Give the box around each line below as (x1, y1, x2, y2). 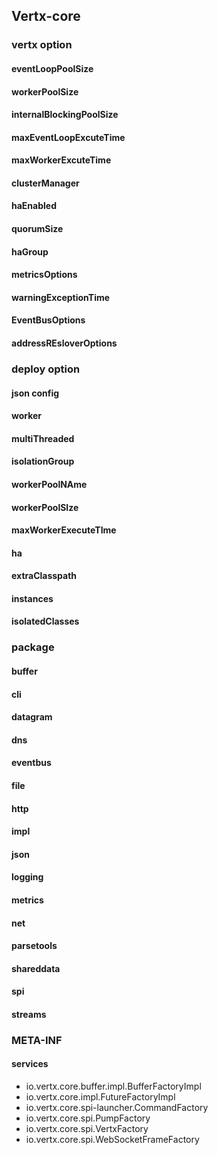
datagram (11, 711, 53, 723)
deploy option (11, 362, 81, 376)
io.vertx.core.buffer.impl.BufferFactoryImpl (25, 1080, 202, 1093)
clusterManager (11, 177, 80, 189)
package (11, 640, 55, 654)
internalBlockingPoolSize (11, 109, 119, 121)
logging (11, 871, 44, 883)
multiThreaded (11, 432, 75, 444)
